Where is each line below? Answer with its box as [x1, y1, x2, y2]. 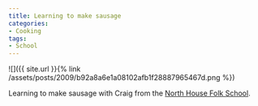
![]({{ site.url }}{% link [8, 64, 81, 74]
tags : [8, 34, 27, 43]
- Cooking [8, 27, 42, 35]
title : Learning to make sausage [8, 11, 122, 20]
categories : [8, 19, 49, 28]
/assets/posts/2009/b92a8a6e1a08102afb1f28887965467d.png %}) [8, 73, 235, 83]
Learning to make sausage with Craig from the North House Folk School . [8, 88, 251, 98]
